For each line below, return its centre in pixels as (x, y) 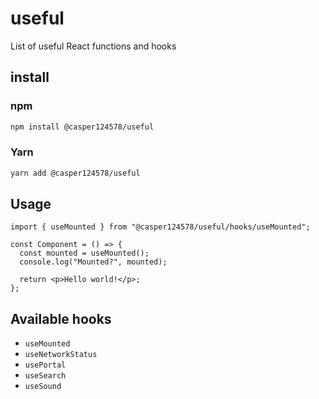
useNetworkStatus (61, 355)
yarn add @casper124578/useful (75, 173)
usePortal (45, 365)
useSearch (45, 376)
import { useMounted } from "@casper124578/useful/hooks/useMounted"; (160, 227)
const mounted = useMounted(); (84, 253)
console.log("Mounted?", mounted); (93, 262)
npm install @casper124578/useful (82, 127)
